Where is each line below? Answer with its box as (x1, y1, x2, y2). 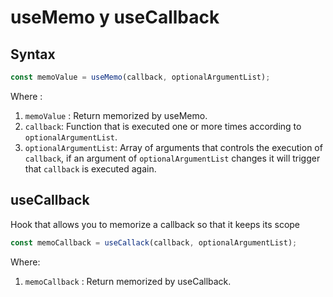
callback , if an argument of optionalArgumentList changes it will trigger (24, 152, 321, 164)
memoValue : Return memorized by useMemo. (24, 109, 208, 121)
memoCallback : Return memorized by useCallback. (24, 275, 232, 287)
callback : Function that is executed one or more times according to (24, 120, 302, 132)
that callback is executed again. (24, 162, 157, 175)
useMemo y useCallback (10, 6, 220, 29)
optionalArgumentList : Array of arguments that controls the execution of (24, 141, 323, 153)
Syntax (10, 46, 56, 63)
